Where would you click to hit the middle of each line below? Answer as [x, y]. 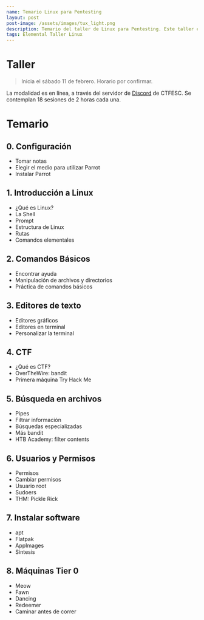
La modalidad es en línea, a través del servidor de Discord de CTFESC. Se [99, 93]
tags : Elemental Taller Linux [45, 35]
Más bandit [29, 433]
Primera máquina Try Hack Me [53, 380]
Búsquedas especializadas [49, 426]
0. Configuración [39, 146]
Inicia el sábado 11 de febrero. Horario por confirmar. [87, 81]
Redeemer [28, 605]
